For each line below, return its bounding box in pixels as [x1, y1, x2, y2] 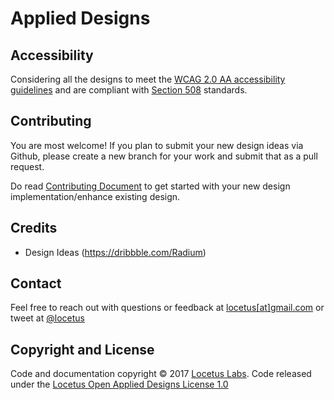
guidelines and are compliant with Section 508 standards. [10, 84, 248, 96]
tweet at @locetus [10, 312, 85, 324]
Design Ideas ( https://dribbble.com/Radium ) [24, 246, 207, 258]
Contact [10, 275, 62, 292]
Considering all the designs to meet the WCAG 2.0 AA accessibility [10, 73, 286, 85]
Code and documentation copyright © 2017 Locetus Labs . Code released [10, 368, 312, 380]
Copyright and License [10, 341, 155, 358]
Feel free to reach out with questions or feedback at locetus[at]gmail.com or [10, 302, 325, 314]
